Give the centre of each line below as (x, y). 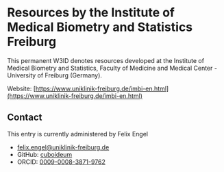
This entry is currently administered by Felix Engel (78, 134)
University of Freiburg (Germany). (55, 75)
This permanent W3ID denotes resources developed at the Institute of (105, 60)
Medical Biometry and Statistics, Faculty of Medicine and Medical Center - (112, 68)
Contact (25, 118)
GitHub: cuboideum (45, 154)
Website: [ (22, 88)
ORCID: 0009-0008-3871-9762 (61, 162)
